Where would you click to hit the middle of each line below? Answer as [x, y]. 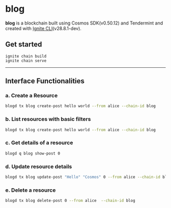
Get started [24, 45]
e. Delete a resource [31, 190]
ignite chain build [26, 56]
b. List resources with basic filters [48, 119]
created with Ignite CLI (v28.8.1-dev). [43, 28]
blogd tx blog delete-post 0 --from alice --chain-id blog [70, 201]
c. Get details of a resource [39, 143]
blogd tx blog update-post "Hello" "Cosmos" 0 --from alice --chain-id [83, 177]
